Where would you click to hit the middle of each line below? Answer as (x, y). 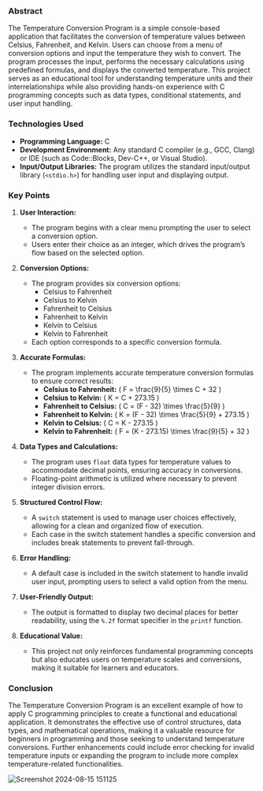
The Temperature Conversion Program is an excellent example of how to (126, 705)
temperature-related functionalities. (66, 764)
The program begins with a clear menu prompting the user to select (141, 227)
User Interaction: (48, 212)
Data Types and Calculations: (69, 446)
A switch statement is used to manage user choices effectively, (134, 517)
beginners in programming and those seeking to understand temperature (126, 739)
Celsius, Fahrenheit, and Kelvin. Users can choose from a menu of (115, 45)
